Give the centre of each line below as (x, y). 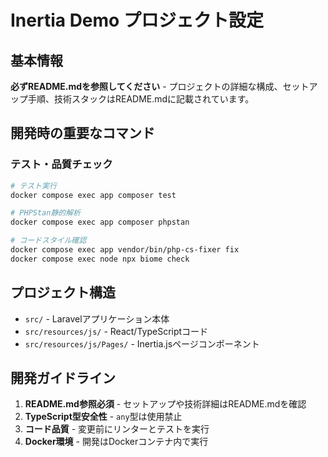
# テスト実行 (33, 186)
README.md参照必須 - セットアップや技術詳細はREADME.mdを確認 (165, 404)
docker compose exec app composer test (93, 195)
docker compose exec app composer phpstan (100, 222)
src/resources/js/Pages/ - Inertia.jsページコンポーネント (142, 343)
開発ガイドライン (63, 378)
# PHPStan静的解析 (45, 213)
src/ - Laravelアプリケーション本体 (97, 318)
